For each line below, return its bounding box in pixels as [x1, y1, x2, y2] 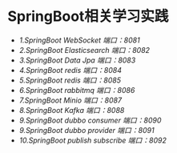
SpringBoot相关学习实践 [7, 7, 169, 26]
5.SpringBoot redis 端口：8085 [18, 75, 122, 85]
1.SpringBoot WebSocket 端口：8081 [18, 35, 141, 45]
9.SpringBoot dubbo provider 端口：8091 [18, 125, 155, 135]
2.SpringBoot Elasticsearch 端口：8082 [18, 45, 150, 54]
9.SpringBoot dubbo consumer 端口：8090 [18, 115, 162, 125]
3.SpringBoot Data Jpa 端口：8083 [18, 55, 136, 65]
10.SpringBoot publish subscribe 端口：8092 [18, 135, 167, 145]
